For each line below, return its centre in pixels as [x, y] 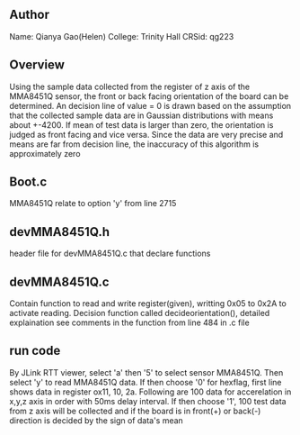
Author [29, 15]
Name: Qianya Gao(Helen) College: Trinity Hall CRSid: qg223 [122, 36]
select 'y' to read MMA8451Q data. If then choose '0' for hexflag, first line [146, 382]
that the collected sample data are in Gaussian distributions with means [141, 115]
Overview [37, 65]
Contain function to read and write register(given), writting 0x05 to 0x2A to [148, 304]
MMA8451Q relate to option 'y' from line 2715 [93, 204]
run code [35, 351]
